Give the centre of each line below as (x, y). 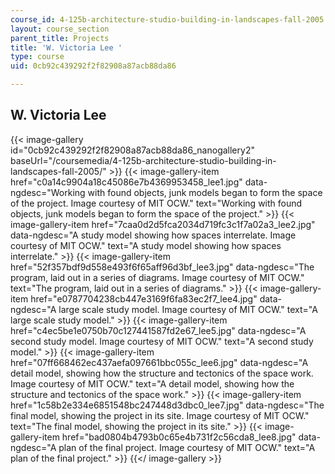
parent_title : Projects (60, 38)
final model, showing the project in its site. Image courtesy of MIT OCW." (160, 415)
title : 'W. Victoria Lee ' (66, 47)
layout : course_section (60, 29)
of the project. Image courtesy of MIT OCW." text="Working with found (156, 203)
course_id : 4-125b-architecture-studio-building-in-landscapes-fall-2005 (167, 19)
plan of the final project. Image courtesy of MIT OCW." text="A (187, 447)
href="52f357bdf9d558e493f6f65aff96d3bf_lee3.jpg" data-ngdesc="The (162, 267)
